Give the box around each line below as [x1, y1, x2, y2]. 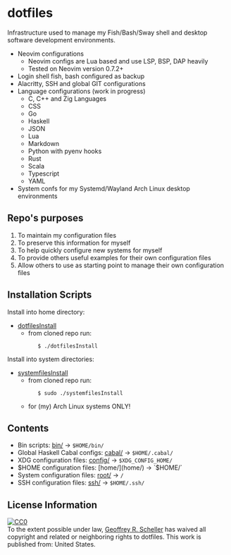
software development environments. [7, 35, 116, 44]
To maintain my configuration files [17, 231, 117, 239]
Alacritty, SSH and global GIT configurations [17, 79, 146, 87]
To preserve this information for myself [17, 238, 131, 247]
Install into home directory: [7, 307, 85, 316]
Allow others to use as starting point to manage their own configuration [17, 261, 224, 269]
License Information [7, 499, 97, 511]
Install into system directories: [7, 355, 94, 363]
